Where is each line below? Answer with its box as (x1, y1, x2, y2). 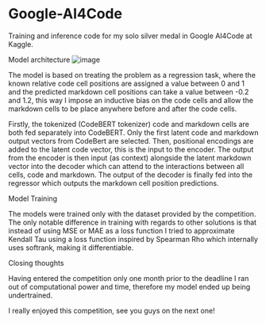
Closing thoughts (8, 258, 64, 267)
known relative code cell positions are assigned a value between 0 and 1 (8, 79, 245, 88)
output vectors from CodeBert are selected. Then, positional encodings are (8, 136, 254, 145)
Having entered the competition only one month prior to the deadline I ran (8, 273, 249, 283)
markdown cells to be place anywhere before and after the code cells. (8, 104, 237, 113)
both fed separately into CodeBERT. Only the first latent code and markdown (8, 128, 259, 137)
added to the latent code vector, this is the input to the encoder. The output (8, 144, 254, 154)
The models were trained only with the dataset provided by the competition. (8, 209, 256, 218)
